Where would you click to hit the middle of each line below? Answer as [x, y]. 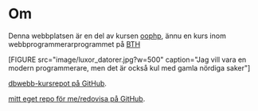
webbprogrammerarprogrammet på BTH [74, 44]
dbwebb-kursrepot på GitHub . [58, 83]
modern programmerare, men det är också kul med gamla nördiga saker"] [129, 67]
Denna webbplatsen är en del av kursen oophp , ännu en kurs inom [117, 36]
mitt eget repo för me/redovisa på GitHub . [77, 98]
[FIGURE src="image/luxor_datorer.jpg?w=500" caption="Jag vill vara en [127, 59]
